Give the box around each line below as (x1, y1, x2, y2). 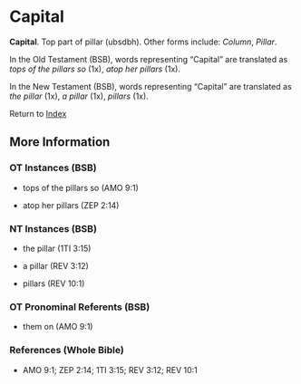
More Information (9, 134, 111, 150)
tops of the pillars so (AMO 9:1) (22, 182, 139, 193)
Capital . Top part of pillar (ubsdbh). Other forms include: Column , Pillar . (9, 36, 277, 47)
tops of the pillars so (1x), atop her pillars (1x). (9, 63, 181, 74)
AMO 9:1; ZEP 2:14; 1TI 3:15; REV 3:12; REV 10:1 (22, 364, 198, 375)
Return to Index (9, 108, 67, 119)
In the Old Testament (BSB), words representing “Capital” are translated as (9, 53, 288, 64)
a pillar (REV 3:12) (22, 260, 89, 271)
